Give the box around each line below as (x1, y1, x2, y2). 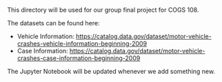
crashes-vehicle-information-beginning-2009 (17, 40, 147, 47)
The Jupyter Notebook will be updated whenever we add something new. (7, 68, 216, 75)
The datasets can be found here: (7, 19, 100, 27)
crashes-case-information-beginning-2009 (17, 54, 141, 62)
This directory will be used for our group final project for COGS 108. (7, 6, 199, 14)
